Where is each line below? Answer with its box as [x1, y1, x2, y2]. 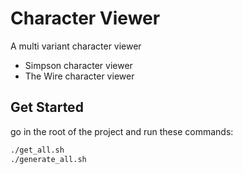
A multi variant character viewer [10, 40, 142, 52]
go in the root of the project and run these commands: [10, 125, 234, 137]
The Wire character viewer [24, 70, 135, 82]
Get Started [10, 99, 84, 116]
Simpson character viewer [24, 59, 133, 71]
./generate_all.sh [10, 154, 87, 164]
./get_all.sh [10, 145, 65, 155]
